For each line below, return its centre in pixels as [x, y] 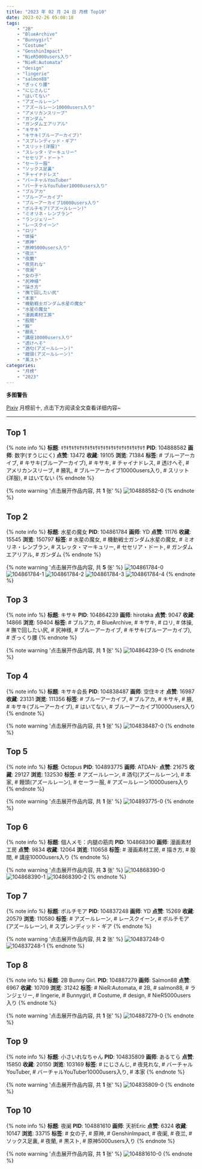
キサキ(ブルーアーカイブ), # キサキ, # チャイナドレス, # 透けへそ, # [107, 463]
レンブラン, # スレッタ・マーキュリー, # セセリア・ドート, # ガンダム [107, 547]
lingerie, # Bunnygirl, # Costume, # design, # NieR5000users [115, 995]
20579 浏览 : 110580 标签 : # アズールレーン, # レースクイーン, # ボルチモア [98, 919]
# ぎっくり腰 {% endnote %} [41, 637]
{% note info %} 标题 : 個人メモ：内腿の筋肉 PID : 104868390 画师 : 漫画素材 [99, 842]
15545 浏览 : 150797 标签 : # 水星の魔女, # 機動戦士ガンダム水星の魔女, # [94, 540]
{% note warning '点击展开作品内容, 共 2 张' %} [65, 939]
